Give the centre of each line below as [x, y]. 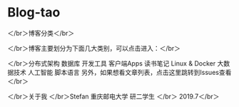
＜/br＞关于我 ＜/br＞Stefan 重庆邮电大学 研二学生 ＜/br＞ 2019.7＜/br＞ [113, 96]
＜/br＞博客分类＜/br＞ [41, 33]
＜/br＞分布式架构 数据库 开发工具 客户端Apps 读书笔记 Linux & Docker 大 [116, 63]
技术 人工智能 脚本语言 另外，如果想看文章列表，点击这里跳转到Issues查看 [122, 72]
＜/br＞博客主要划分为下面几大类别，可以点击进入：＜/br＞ [94, 48]
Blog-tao [34, 12]
